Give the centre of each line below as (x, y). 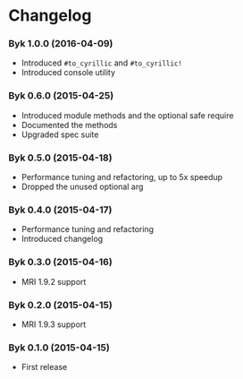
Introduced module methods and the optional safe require (127, 115)
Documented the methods (69, 125)
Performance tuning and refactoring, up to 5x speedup (122, 177)
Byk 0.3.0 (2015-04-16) (60, 263)
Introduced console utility (68, 73)
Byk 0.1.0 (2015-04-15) (59, 348)
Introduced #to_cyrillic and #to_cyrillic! (101, 63)
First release (44, 367)
